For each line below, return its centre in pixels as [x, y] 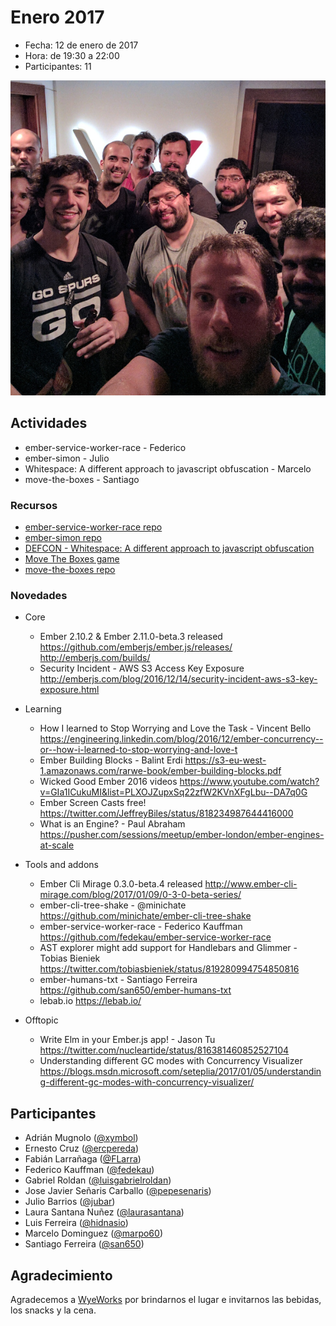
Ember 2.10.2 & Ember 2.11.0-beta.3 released [131, 637]
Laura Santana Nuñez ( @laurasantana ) [104, 1212]
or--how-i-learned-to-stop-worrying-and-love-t [138, 750]
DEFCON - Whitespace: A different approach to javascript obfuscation [169, 548]
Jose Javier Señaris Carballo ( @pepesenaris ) [118, 1191]
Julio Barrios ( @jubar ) [70, 1202]
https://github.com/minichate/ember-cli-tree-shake [145, 916]
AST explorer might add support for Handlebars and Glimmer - [168, 948]
